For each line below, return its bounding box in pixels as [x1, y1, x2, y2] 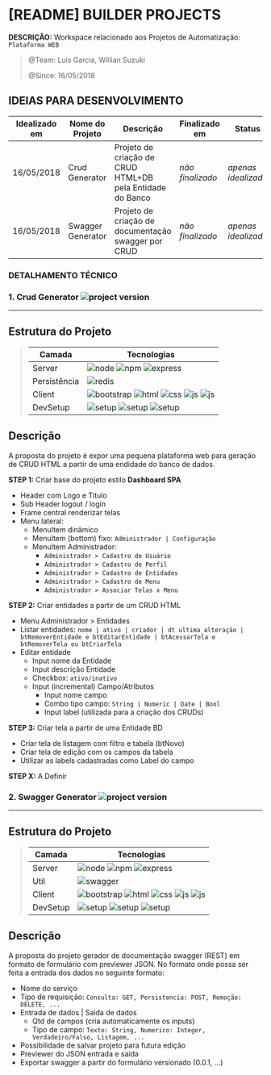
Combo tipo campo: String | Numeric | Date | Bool [44, 698, 221, 708]
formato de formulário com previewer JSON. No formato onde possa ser [8, 959, 248, 969]
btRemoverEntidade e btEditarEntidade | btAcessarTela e [19, 633, 216, 641]
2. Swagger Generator [8, 791, 97, 802]
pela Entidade [114, 181, 167, 193]
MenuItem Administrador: [31, 542, 117, 552]
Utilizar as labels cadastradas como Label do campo [19, 756, 194, 765]
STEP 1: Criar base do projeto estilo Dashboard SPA [8, 474, 181, 485]
